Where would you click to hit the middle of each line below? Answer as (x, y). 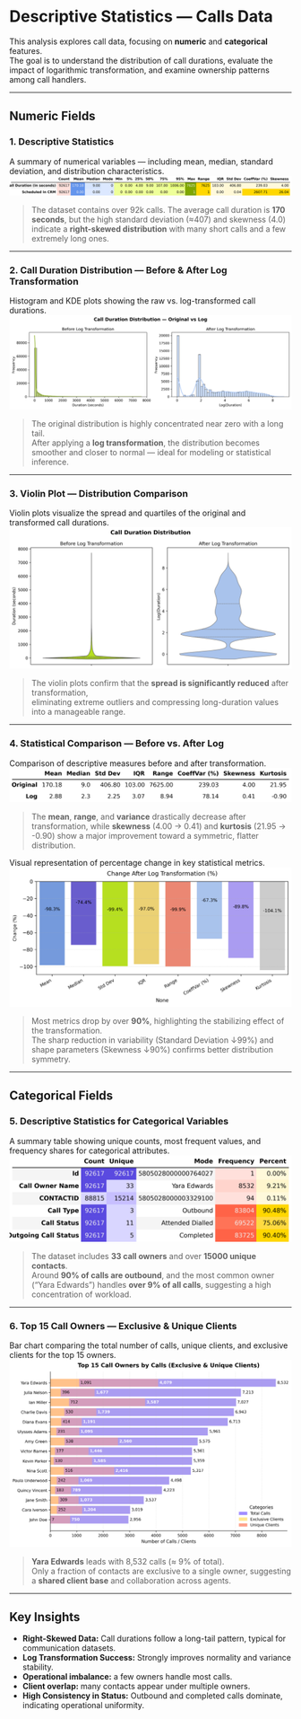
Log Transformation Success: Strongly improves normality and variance (157, 1658)
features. (26, 50)
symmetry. (51, 1059)
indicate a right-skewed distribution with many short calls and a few (159, 229)
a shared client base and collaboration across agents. (131, 1580)
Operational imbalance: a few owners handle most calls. (127, 1677)
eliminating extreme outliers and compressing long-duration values (155, 702)
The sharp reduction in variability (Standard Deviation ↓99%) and (152, 1040)
